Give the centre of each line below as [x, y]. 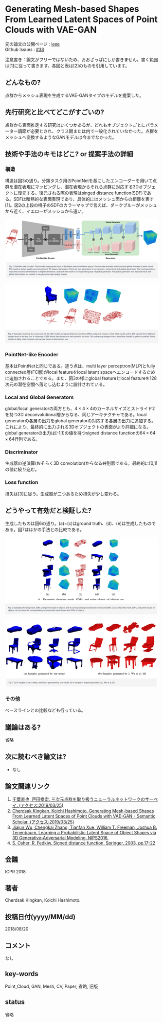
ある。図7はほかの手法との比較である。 [45, 529]
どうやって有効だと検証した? [48, 511]
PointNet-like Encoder [32, 355]
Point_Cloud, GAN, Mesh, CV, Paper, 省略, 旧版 [52, 986]
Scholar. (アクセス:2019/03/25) [43, 822]
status [15, 1002]
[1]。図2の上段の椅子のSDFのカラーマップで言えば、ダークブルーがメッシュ [81, 205]
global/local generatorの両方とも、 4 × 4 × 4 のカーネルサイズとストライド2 [80, 409]
